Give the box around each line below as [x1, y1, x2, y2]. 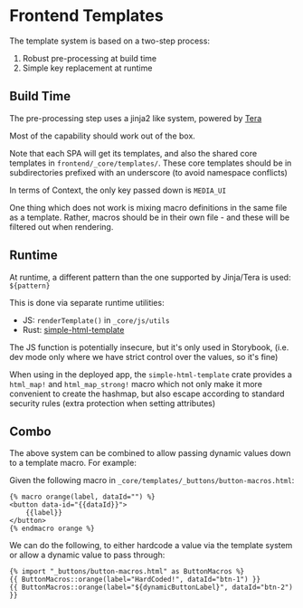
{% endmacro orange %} [9, 524, 95, 534]
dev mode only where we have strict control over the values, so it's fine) [9, 351, 279, 362]
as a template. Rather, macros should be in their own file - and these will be [9, 212, 290, 223]
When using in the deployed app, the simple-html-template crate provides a [9, 368, 292, 380]
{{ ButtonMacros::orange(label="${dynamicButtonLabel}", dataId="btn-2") [9, 583, 294, 593]
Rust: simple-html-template [22, 324, 125, 335]
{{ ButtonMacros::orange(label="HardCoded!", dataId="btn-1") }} [9, 575, 260, 584]
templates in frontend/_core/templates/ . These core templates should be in [9, 157, 292, 168]
